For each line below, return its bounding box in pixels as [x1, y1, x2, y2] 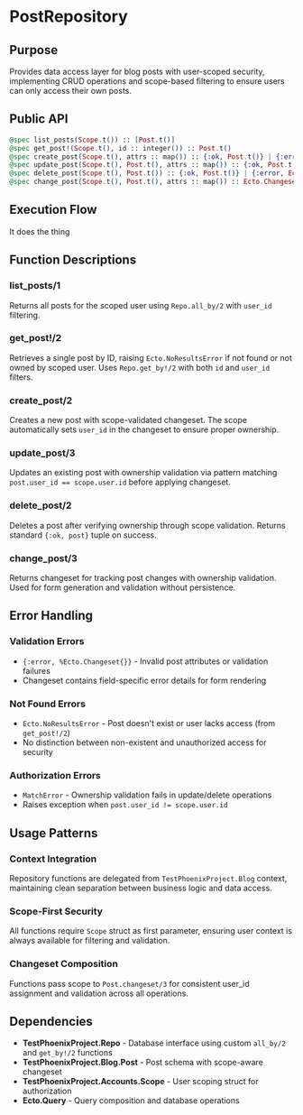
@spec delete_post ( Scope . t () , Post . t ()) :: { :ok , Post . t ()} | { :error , [9, 169, 285, 178]
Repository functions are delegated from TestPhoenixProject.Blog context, [9, 873, 288, 884]
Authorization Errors [9, 769, 102, 781]
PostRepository [9, 6, 128, 27]
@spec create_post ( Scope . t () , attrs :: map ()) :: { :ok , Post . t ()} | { [9, 152, 280, 161]
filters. [9, 372, 33, 382]
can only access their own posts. [9, 86, 133, 96]
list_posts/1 [9, 280, 61, 292]
